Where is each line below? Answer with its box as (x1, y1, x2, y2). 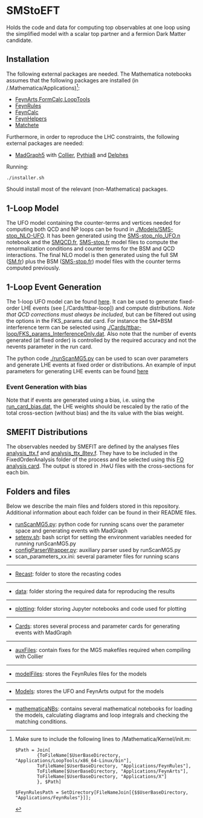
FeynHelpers (14, 115, 47, 122)
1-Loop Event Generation (6, 282, 101, 292)
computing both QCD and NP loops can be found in (6, 225, 134, 233)
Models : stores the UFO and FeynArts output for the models (14, 687, 164, 694)
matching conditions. (14, 717, 68, 725)
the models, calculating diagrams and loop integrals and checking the (14, 711, 188, 719)
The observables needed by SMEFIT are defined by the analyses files (6, 443, 179, 450)
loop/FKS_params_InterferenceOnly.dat (6, 330, 105, 338)
